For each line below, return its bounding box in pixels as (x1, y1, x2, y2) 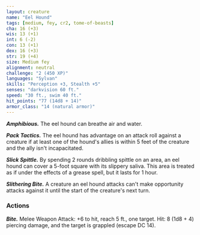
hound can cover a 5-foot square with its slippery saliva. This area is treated (6, 162, 195, 170)
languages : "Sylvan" (6, 76, 58, 82)
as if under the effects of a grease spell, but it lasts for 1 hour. (6, 168, 158, 176)
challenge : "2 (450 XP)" (6, 70, 68, 76)
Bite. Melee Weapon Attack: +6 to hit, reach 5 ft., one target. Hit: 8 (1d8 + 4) (6, 215, 194, 222)
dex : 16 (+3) (6, 48, 39, 54)
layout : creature (6, 8, 50, 15)
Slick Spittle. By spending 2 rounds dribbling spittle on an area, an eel (6, 156, 180, 163)
